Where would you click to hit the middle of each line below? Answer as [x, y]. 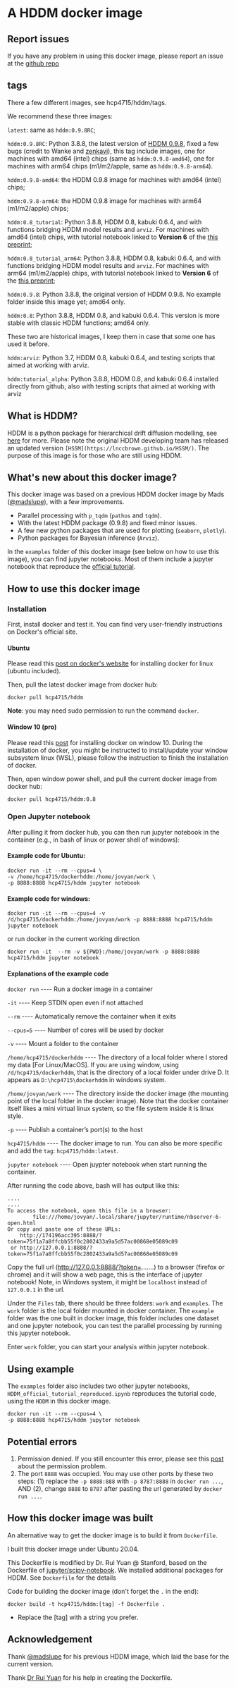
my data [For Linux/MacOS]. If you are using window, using [93, 1065]
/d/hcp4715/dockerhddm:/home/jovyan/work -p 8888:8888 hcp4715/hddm [110, 920]
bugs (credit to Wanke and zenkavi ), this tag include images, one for [106, 151]
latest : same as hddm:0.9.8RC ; [51, 130]
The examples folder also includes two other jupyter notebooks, [99, 1386]
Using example [41, 1369]
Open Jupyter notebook [49, 817]
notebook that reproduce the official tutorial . [72, 567]
